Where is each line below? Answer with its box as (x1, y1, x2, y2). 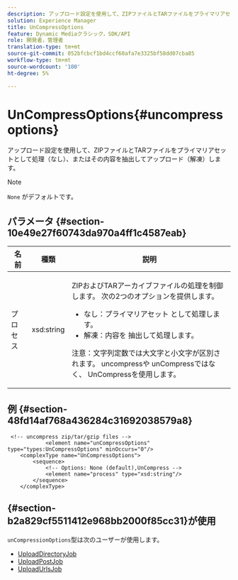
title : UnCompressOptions (7, 23, 84, 31)
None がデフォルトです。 (7, 192, 78, 201)
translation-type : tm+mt (7, 43, 81, 50)
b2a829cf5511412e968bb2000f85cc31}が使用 (7, 515, 216, 527)
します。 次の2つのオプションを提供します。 (72, 292, 219, 302)
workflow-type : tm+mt (7, 57, 72, 64)
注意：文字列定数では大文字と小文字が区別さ (72, 349, 221, 359)
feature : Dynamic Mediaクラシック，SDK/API (7, 30, 131, 38)
